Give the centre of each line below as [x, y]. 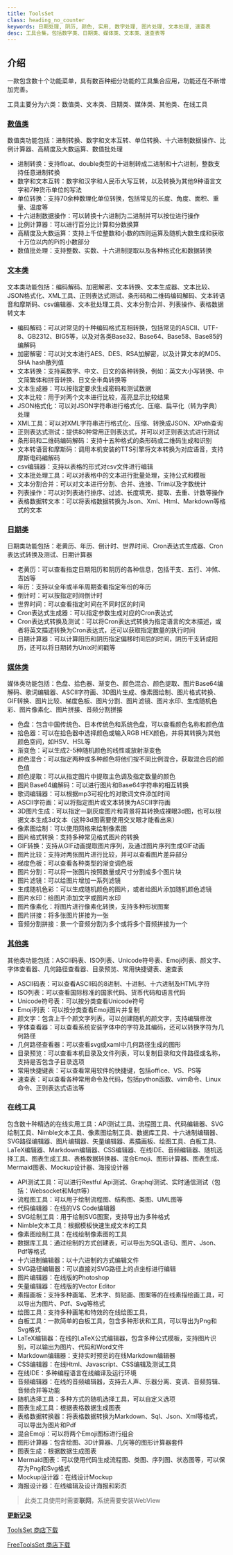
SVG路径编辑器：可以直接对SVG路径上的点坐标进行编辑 [97, 1268]
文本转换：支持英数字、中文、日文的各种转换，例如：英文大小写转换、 [118, 371]
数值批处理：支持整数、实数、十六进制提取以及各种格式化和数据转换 [114, 251]
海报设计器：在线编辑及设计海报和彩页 [72, 1486]
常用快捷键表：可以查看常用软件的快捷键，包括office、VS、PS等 [110, 1070]
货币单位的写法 [60, 190]
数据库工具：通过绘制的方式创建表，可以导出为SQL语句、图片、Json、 [118, 1243]
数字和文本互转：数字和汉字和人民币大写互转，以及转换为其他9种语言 [116, 181]
